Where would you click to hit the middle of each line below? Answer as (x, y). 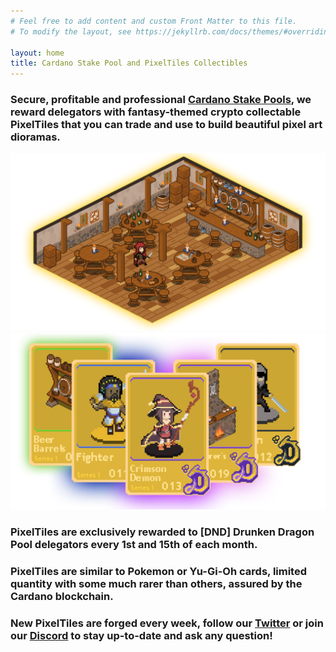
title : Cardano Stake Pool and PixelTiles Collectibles (129, 63)
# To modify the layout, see (71, 31)
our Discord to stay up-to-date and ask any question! (141, 636)
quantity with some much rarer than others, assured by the (156, 584)
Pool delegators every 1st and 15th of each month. (134, 545)
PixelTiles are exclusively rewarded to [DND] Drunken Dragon (162, 532)
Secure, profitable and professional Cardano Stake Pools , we (161, 100)
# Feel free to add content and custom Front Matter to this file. (154, 21)
